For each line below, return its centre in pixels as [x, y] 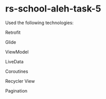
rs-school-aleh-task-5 [53, 9]
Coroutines [17, 71]
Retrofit [13, 32]
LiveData [14, 61]
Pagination [16, 90]
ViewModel [17, 52]
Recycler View [20, 81]
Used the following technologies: [40, 23]
